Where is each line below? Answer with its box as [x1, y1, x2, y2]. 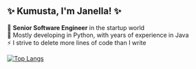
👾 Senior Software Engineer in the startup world [7, 23, 145, 31]
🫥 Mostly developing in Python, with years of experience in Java [7, 31, 189, 39]
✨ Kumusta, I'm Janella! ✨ [7, 5, 122, 17]
